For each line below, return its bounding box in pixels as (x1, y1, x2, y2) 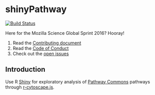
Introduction (5, 65, 46, 74)
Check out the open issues (12, 51, 69, 57)
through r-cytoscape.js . (5, 84, 55, 90)
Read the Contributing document (12, 39, 81, 46)
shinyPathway (5, 4, 67, 15)
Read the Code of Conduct (12, 45, 69, 51)
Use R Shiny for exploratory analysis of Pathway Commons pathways (5, 78, 150, 84)
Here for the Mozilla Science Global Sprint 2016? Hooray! (5, 30, 125, 36)
